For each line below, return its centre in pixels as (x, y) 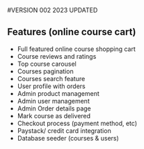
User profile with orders (51, 86)
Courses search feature (51, 78)
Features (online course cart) (72, 32)
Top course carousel (47, 64)
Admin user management (54, 101)
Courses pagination (46, 71)
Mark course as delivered (54, 115)
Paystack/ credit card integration (64, 130)
